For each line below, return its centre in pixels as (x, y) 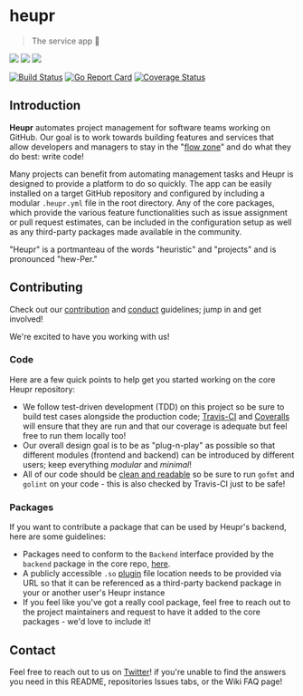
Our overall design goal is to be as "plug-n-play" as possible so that (149, 445)
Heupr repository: (42, 389)
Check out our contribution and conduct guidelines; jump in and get (136, 309)
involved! (26, 319)
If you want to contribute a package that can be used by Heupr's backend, (148, 527)
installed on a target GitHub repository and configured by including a (137, 193)
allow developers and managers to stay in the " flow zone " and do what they (151, 147)
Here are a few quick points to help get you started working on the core (142, 379)
